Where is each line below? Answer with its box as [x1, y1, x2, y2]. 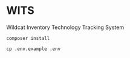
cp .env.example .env [6, 46, 61, 52]
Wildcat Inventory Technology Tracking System [6, 24, 125, 31]
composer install [6, 35, 50, 41]
